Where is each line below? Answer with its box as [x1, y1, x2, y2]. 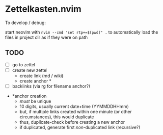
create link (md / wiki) [19, 73, 64, 79]
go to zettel [12, 61, 35, 67]
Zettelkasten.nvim [5, 3, 81, 15]
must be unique [19, 98, 52, 104]
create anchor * [19, 78, 52, 84]
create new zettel [12, 67, 48, 73]
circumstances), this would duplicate [19, 114, 94, 120]
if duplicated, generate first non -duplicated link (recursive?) [19, 124, 141, 130]
